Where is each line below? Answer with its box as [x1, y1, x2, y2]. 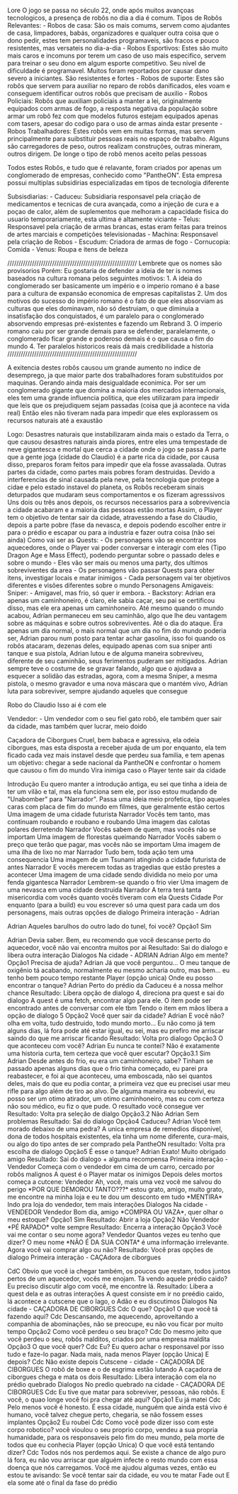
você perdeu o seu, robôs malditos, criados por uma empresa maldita [7, 1335, 210, 1343]
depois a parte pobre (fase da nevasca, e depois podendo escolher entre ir [7, 521, 227, 529]
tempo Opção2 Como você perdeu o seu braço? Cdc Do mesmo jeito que [7, 1328, 222, 1335]
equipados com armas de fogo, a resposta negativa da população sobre [7, 105, 218, 112]
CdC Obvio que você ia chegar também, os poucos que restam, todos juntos [7, 1267, 231, 1275]
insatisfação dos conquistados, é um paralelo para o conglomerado [7, 312, 204, 320]
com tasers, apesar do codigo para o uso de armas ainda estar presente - [7, 119, 223, 127]
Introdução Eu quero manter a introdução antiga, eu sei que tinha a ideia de [7, 780, 227, 788]
